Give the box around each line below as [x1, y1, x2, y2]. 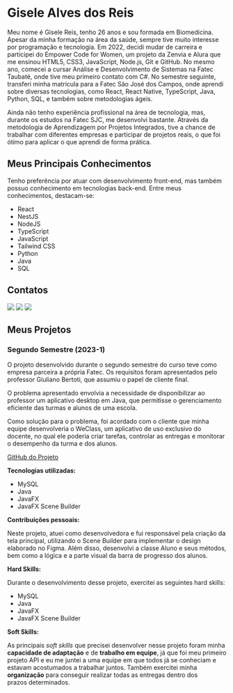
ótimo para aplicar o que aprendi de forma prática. [7, 137, 152, 146]
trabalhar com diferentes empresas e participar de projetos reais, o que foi [7, 130, 221, 139]
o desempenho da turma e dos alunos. [7, 439, 118, 448]
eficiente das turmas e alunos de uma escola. [7, 404, 138, 412]
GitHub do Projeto [7, 453, 59, 462]
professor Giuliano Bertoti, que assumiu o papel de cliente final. [7, 375, 189, 384]
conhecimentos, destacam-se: [7, 191, 95, 199]
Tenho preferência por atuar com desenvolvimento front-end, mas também [7, 176, 223, 185]
